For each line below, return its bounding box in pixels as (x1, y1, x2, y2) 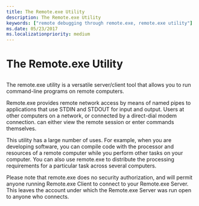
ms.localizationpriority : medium (6, 31, 90, 37)
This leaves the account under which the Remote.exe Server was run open (6, 186, 192, 193)
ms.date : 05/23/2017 (6, 25, 58, 32)
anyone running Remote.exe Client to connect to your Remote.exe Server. (6, 180, 189, 187)
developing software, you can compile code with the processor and (6, 143, 174, 150)
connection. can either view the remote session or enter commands (6, 118, 174, 125)
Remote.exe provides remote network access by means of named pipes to (6, 99, 191, 106)
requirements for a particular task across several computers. (6, 162, 157, 169)
